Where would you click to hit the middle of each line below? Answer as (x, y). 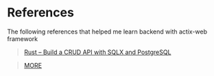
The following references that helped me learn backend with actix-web (107, 31)
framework (23, 38)
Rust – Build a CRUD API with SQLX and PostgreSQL (97, 52)
